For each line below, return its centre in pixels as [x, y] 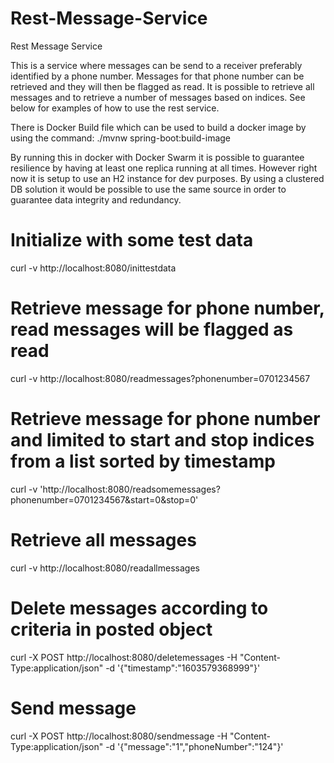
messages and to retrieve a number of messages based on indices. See [158, 97]
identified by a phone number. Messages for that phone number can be [157, 76]
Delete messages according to [139, 608]
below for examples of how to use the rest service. [115, 108]
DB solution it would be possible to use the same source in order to [148, 189]
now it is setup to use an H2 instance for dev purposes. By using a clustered [167, 178]
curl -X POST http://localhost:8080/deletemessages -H [124, 657]
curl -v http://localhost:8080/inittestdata [93, 268]
